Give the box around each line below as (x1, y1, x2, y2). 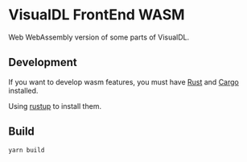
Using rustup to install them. (8, 101, 102, 110)
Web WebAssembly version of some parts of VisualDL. (8, 32, 190, 42)
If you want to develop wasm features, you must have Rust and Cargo (8, 77, 239, 86)
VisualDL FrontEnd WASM (8, 6, 185, 24)
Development (8, 56, 78, 69)
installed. (8, 85, 39, 95)
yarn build (8, 146, 45, 154)
